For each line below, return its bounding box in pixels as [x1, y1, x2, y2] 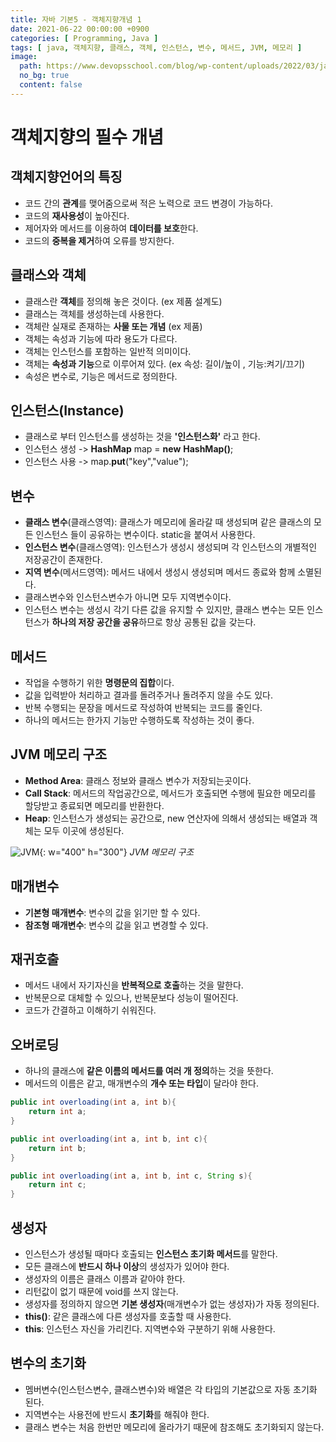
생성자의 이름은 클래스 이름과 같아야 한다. [24, 1272, 186, 1285]
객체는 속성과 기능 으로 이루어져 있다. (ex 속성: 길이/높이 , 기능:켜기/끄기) [24, 357, 306, 370]
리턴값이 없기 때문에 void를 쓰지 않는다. [24, 1285, 179, 1297]
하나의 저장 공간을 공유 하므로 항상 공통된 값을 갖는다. [51, 616, 257, 628]
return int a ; [28, 1107, 87, 1117]
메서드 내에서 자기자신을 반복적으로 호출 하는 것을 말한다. [24, 979, 244, 991]
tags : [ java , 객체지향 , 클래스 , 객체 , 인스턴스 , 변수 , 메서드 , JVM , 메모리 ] [10, 42, 303, 53]
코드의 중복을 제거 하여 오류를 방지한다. [24, 234, 175, 246]
